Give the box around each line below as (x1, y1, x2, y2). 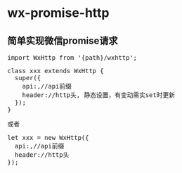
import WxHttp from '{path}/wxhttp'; (7, 54, 138, 61)
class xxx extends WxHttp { (7, 67, 104, 75)
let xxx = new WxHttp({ (7, 134, 89, 141)
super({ (14, 74, 41, 82)
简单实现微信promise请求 (7, 34, 118, 46)
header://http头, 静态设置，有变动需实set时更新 (22, 91, 176, 99)
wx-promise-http (7, 5, 110, 21)
